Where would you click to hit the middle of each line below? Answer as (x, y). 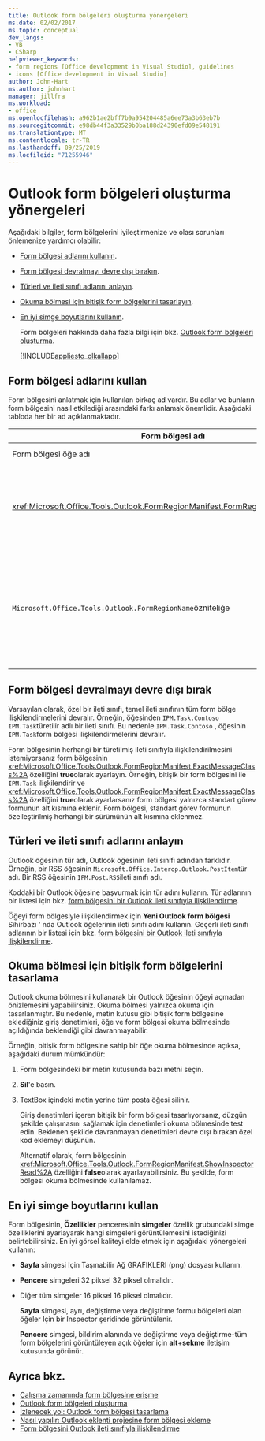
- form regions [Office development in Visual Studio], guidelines (121, 67)
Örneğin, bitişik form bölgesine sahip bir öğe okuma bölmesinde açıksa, (125, 1046)
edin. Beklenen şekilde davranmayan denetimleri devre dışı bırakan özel (136, 1132)
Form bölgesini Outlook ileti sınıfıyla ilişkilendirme (99, 1428)
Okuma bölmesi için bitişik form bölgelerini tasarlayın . (106, 302)
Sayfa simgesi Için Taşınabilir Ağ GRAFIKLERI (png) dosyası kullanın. (131, 1265)
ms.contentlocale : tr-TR (49, 140)
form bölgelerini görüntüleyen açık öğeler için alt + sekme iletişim (125, 1343)
